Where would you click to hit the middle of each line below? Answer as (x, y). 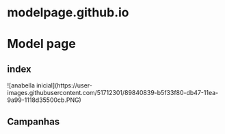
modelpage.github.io (68, 13)
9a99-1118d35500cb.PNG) (44, 100)
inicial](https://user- (64, 85)
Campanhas (34, 121)
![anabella (21, 85)
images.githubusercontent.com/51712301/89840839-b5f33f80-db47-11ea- (113, 93)
